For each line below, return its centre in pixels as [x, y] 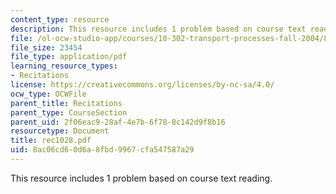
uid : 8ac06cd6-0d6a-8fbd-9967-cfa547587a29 [102, 150]
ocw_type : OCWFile [48, 94]
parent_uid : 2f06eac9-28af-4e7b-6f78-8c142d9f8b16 [118, 122]
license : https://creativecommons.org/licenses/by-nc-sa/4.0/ [142, 85]
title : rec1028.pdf [51, 141]
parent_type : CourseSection [69, 112]
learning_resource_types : [64, 66]
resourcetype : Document [60, 131]
